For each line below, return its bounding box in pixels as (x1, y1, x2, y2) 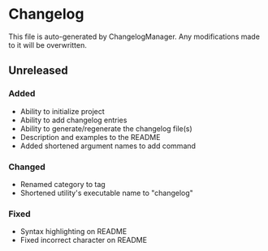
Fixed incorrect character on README (19, 236, 148, 245)
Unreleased (8, 64, 69, 78)
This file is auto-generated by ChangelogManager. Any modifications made (8, 32, 260, 41)
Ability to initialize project (19, 106, 106, 116)
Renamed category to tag (19, 179, 106, 189)
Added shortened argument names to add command (19, 141, 197, 151)
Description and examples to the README (19, 132, 161, 142)
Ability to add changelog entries (19, 115, 128, 125)
